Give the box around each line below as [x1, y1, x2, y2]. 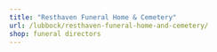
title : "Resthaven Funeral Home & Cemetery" [9, 12, 177, 22]
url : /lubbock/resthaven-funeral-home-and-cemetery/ [9, 21, 209, 30]
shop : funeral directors [9, 29, 101, 38]
